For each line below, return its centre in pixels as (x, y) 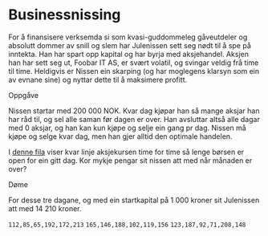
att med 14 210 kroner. (45, 208)
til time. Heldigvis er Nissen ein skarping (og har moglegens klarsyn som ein (134, 71)
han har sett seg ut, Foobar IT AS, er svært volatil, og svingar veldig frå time (134, 63)
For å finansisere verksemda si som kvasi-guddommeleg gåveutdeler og (128, 37)
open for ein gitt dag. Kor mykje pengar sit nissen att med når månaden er (130, 160)
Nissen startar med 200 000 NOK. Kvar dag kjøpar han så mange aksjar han (134, 111)
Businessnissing (65, 15)
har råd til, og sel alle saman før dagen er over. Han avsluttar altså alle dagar (134, 119)
